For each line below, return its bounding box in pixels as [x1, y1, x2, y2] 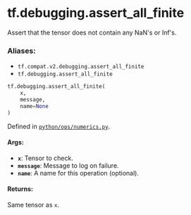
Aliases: [7, 46, 37, 56]
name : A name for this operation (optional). [17, 168, 140, 177]
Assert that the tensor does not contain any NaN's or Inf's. [7, 28, 177, 37]
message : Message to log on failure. [17, 161, 119, 170]
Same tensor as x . [7, 201, 60, 209]
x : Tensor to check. [17, 154, 74, 162]
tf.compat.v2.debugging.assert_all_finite [17, 63, 144, 70]
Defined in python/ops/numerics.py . [7, 122, 111, 130]
